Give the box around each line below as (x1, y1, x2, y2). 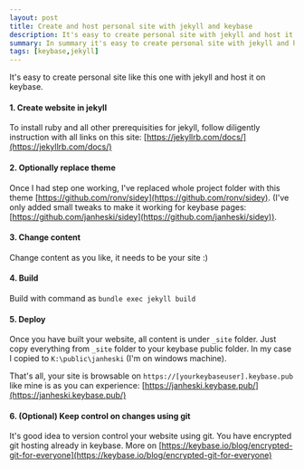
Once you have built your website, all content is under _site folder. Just (9, 334, 277, 345)
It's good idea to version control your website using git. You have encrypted (9, 431, 292, 442)
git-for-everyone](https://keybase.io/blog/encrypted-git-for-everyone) (9, 450, 272, 461)
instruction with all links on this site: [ (9, 132, 147, 143)
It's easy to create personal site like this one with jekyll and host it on (9, 72, 266, 82)
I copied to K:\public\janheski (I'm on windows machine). (9, 353, 227, 364)
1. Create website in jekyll (9, 101, 107, 113)
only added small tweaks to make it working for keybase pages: (9, 201, 247, 213)
